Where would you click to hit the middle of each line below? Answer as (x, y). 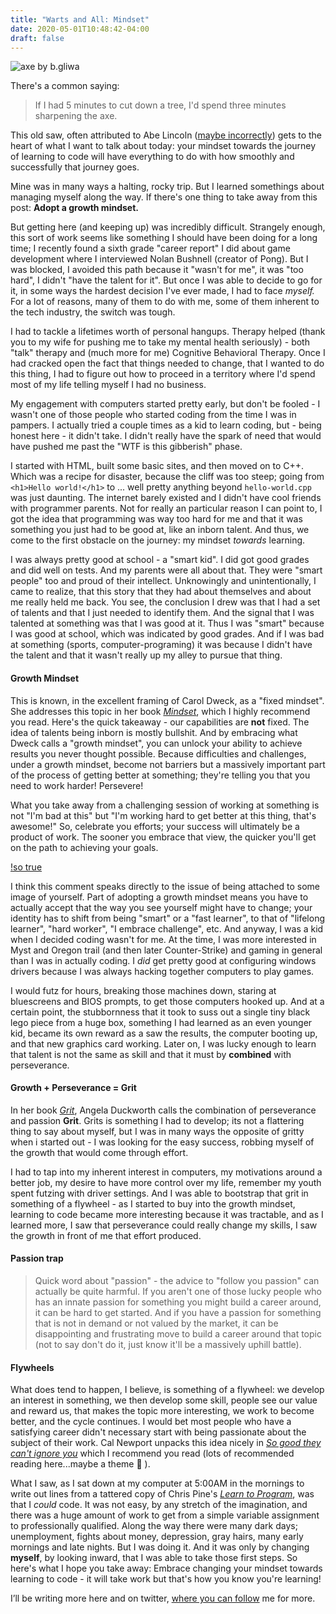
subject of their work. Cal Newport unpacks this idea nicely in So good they (166, 1443)
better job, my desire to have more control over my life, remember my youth (166, 1182)
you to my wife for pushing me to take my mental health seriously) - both (160, 342)
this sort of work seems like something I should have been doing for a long (164, 238)
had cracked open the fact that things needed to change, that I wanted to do (167, 363)
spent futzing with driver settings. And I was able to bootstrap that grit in (159, 1193)
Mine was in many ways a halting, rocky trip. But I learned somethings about (167, 187)
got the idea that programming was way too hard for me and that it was (156, 519)
